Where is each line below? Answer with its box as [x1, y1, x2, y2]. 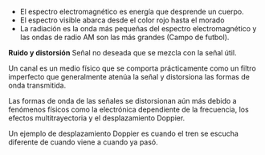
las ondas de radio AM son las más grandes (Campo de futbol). [19, 32, 230, 42]
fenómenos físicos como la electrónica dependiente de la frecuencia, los [8, 104, 249, 114]
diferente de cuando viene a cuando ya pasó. [8, 137, 158, 147]
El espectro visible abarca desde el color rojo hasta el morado [19, 15, 225, 25]
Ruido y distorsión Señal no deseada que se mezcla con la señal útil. [8, 48, 237, 57]
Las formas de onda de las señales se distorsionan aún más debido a [8, 96, 237, 105]
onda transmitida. [8, 80, 67, 90]
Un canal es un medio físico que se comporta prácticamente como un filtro [8, 63, 257, 73]
